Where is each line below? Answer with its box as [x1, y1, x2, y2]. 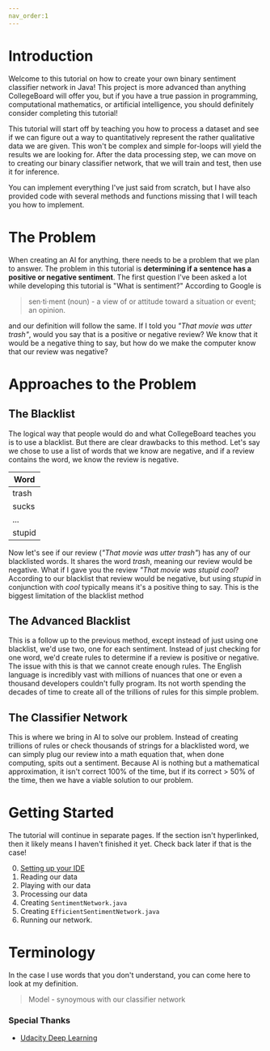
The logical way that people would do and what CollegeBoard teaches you [8, 429, 256, 438]
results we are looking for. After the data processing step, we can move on [8, 149, 257, 159]
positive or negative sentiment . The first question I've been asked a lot [8, 272, 247, 282]
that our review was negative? [8, 346, 109, 357]
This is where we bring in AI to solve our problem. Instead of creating [8, 733, 238, 742]
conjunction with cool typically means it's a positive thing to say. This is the [8, 582, 259, 592]
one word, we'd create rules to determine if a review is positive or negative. [8, 653, 259, 663]
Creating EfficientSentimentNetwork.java [19, 907, 160, 916]
